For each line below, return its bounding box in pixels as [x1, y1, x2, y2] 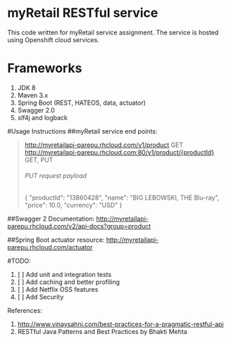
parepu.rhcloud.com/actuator [7, 243, 93, 252]
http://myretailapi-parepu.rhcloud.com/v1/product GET [24, 141, 184, 149]
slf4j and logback [17, 113, 68, 122]
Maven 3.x [17, 91, 49, 99]
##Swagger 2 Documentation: [7, 214, 95, 223]
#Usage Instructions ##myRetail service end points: [7, 127, 158, 135]
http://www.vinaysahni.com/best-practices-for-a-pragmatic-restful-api [17, 320, 224, 328]
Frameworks [7, 60, 82, 77]
